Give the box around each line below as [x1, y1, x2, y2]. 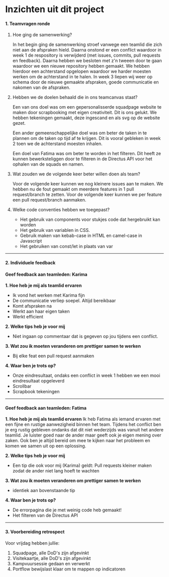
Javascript [20, 238, 42, 244]
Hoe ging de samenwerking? [12, 32, 72, 38]
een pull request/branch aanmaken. [12, 197, 87, 203]
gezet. [12, 120, 26, 126]
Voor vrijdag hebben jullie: [5, 540, 59, 546]
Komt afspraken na [12, 303, 52, 309]
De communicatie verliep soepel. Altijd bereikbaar [12, 298, 116, 304]
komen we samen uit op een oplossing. [5, 443, 87, 449]
